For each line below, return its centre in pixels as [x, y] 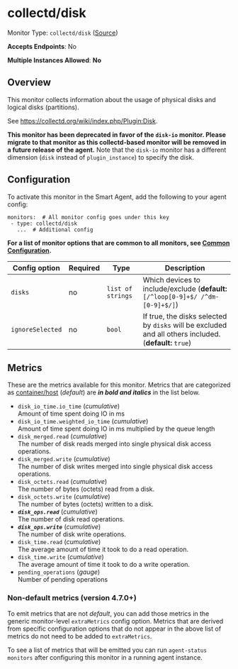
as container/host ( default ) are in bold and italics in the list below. [104, 392]
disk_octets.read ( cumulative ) [62, 482]
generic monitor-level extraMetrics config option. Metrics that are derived [115, 621]
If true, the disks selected [185, 316]
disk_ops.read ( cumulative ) [57, 512]
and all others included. [182, 333]
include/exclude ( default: [185, 289]
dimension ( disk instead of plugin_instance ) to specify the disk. [101, 157]
